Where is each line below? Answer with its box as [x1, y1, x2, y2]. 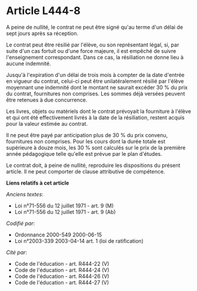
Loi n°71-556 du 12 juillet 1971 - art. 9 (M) [14, 202, 114, 209]
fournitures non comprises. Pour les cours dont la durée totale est [6, 138, 166, 145]
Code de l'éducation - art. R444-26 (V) [14, 272, 110, 280]
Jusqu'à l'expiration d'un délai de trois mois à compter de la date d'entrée [6, 71, 185, 78]
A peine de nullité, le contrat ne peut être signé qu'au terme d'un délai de [6, 24, 183, 31]
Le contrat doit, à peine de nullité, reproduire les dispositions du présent [6, 162, 181, 169]
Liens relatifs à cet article [6, 179, 69, 186]
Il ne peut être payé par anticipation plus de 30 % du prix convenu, [6, 131, 168, 139]
